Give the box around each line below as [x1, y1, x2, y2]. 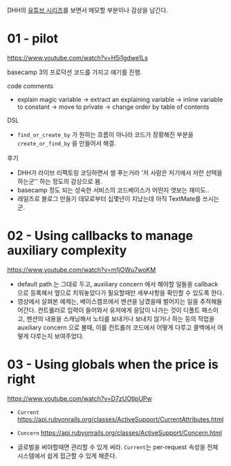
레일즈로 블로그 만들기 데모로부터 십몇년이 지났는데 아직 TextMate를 [17, 194, 201, 202]
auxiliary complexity [7, 243, 127, 259]
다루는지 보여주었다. [30, 331, 84, 340]
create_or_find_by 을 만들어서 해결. [17, 139, 116, 147]
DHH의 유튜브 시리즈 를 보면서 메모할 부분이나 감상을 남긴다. [7, 6, 168, 14]
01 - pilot [7, 31, 59, 46]
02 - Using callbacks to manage [7, 228, 194, 244]
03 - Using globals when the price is [7, 356, 219, 372]
